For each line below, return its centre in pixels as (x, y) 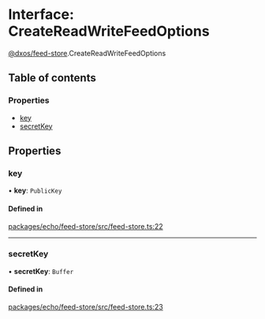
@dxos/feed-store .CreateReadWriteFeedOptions (87, 53)
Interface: (41, 15)
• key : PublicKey (35, 190)
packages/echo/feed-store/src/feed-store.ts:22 (86, 226)
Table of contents (52, 78)
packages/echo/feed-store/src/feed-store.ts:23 (86, 307)
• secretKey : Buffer (41, 271)
